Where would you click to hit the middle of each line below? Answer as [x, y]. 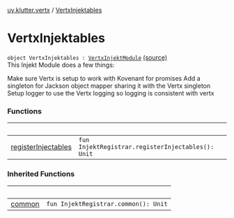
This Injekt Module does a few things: [61, 65]
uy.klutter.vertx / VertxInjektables [55, 10]
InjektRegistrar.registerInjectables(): [146, 147]
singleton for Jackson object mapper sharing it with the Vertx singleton [109, 86]
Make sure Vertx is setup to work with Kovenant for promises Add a [104, 78]
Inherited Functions [41, 174]
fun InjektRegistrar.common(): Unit [107, 204]
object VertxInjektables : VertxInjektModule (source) [87, 57]
